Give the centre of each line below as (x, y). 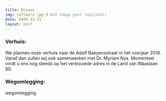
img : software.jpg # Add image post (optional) (56, 15)
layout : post (19, 24)
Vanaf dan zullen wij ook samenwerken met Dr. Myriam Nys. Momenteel (80, 58)
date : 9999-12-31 (23, 19)
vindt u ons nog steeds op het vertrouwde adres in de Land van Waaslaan (81, 63)
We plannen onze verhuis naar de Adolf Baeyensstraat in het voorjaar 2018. (83, 53)
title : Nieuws (20, 10)
